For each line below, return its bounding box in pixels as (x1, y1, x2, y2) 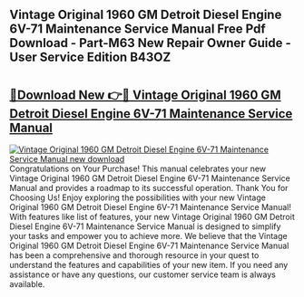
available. (9, 279, 45, 289)
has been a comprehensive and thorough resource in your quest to (9, 250, 260, 261)
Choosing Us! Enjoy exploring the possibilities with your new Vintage (9, 192, 266, 203)
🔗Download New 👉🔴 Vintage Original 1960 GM (9, 87, 281, 102)
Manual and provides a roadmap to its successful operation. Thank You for (9, 183, 289, 193)
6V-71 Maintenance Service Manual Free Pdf (9, 22, 266, 37)
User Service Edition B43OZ (9, 50, 172, 65)
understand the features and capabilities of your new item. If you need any (9, 260, 289, 270)
